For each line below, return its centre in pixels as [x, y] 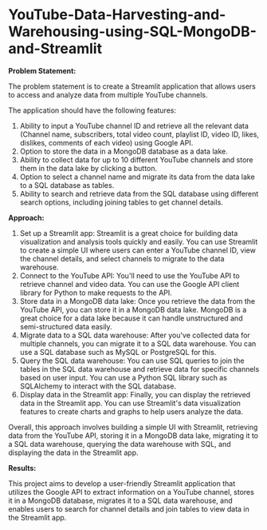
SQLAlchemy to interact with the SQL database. [98, 386]
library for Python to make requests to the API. [96, 293]
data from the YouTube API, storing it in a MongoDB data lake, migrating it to [133, 435]
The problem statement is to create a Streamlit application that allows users [132, 86]
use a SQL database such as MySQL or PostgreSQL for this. [118, 352]
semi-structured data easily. [66, 326]
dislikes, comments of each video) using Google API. [106, 142]
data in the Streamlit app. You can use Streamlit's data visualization [130, 403]
